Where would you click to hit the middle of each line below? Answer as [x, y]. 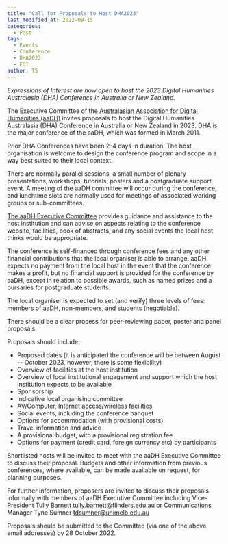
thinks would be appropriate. [48, 237]
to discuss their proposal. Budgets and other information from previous [107, 463]
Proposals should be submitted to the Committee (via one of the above [107, 526]
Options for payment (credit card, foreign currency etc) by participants [117, 442]
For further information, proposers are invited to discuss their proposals [108, 491]
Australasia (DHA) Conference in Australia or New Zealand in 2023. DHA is [112, 125]
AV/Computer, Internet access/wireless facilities [85, 406]
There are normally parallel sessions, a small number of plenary [97, 173]
